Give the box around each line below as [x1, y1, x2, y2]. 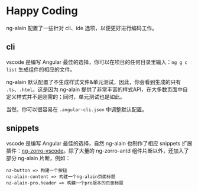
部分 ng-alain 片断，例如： [6, 154, 71, 161]
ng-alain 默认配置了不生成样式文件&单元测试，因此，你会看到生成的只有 [6, 78, 181, 85]
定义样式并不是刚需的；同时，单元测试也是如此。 [6, 93, 125, 100]
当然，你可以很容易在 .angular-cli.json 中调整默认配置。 [6, 105, 148, 113]
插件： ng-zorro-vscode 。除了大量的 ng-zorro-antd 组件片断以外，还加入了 [6, 147, 189, 154]
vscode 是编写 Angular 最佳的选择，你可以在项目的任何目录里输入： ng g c [6, 58, 188, 66]
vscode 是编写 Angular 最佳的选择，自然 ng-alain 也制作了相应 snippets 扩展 [6, 140, 193, 147]
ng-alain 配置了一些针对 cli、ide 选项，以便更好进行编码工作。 [6, 24, 158, 31]
